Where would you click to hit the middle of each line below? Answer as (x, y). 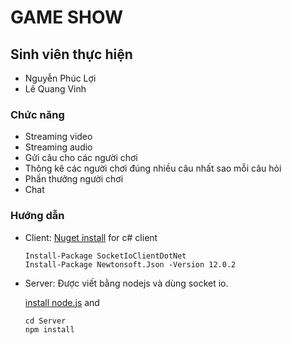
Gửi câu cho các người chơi (81, 158)
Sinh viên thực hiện (71, 54)
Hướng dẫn (37, 216)
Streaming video (58, 137)
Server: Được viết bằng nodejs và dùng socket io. (126, 283)
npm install (49, 329)
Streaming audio (58, 147)
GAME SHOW (66, 17)
